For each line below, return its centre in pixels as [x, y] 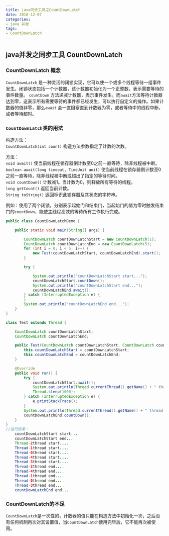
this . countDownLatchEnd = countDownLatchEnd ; [72, 355]
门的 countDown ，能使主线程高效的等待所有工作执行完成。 [64, 211]
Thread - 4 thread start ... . [42, 457]
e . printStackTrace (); [55, 401]
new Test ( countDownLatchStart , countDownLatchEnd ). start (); [97, 253]
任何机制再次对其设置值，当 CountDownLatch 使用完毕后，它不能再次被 [81, 522]
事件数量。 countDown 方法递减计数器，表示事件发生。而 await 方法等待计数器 [84, 95]
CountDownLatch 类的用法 [34, 128]
